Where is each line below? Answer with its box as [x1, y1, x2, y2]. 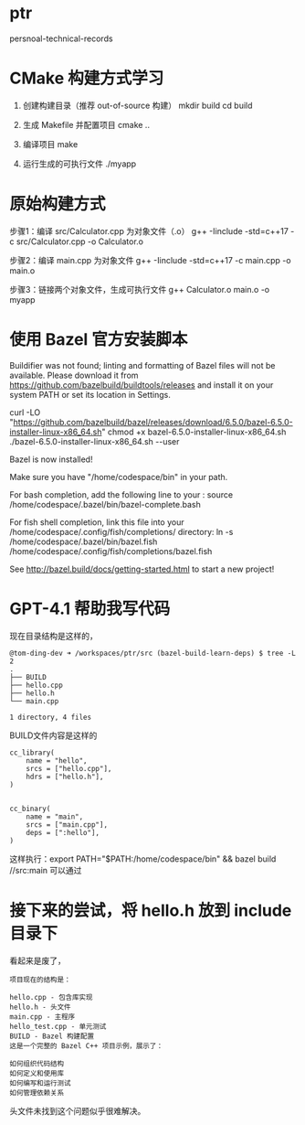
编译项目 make [22, 138, 79, 149]
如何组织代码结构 [9, 1059, 65, 1068]
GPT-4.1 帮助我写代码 [9, 598, 171, 619]
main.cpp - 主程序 [9, 1012, 76, 1022]
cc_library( [9, 748, 55, 757]
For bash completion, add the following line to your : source [9, 488, 234, 500]
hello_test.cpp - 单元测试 [9, 1022, 107, 1031]
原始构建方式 [9, 194, 107, 215]
